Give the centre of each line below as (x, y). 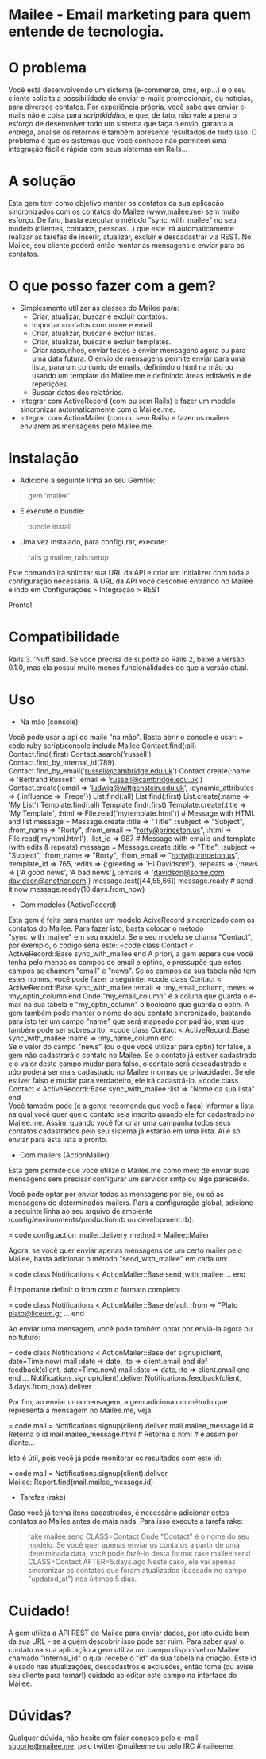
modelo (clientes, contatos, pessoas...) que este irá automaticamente (121, 229)
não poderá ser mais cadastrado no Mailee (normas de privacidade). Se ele (132, 1071)
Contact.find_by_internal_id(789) (62, 762)
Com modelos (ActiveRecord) (68, 905)
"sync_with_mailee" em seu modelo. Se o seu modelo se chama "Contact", (130, 936)
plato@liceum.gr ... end (46, 1313)
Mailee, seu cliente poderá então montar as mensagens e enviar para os (126, 246)
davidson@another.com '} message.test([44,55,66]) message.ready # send (131, 881)
